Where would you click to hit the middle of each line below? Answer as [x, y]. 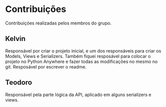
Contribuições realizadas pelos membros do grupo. [58, 23]
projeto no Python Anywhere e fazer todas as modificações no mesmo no [81, 61]
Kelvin [16, 39]
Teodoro [19, 83]
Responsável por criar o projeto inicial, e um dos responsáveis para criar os [83, 50]
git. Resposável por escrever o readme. [46, 66]
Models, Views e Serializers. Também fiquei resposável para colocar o [78, 56]
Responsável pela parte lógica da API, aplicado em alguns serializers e [78, 94]
